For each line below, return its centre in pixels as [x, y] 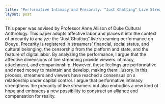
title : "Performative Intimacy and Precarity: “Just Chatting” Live [77, 10]
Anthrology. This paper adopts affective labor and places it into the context [81, 33]
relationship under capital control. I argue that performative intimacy [74, 80]
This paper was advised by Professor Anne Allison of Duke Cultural [73, 28]
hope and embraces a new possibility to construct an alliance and [72, 91]
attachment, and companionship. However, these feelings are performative [81, 65]
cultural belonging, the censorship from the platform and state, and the [77, 49]
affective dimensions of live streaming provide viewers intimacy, [70, 59]
